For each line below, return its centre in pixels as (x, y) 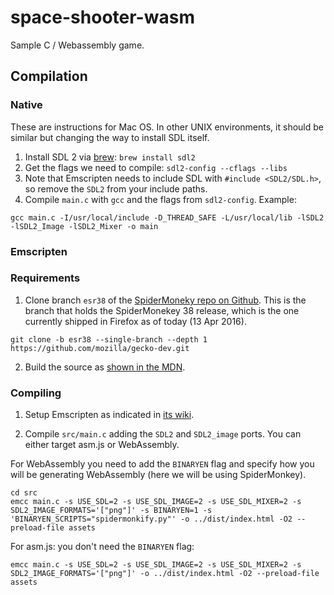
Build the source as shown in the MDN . (105, 367)
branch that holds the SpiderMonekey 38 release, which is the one (162, 310)
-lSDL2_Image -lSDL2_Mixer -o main (84, 226)
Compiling (36, 393)
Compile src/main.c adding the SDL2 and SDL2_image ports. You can (163, 434)
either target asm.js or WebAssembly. (102, 445)
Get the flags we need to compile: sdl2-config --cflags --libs (156, 167)
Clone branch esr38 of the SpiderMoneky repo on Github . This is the (165, 300)
